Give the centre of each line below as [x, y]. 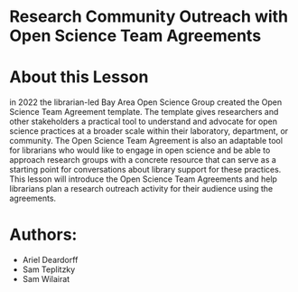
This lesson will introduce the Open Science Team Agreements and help [144, 179]
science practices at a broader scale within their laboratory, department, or [149, 131]
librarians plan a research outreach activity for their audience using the [141, 189]
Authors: [43, 235]
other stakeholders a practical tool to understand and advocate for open [144, 122]
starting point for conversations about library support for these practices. [145, 170]
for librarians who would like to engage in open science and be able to [140, 150]
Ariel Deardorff [50, 260]
